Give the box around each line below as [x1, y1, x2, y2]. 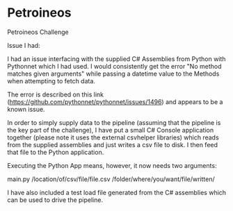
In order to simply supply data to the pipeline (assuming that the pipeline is [7, 118, 221, 126]
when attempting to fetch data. [7, 76, 96, 85]
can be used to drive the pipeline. [7, 196, 103, 204]
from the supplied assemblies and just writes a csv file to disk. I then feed [7, 140, 218, 149]
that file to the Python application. [7, 148, 104, 156]
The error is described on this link [7, 90, 104, 99]
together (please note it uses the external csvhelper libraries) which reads [7, 133, 219, 142]
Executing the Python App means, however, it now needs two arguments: [7, 161, 217, 169]
